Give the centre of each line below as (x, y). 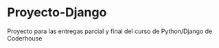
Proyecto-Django (57, 13)
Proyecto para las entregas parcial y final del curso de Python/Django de (110, 31)
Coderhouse (25, 38)
